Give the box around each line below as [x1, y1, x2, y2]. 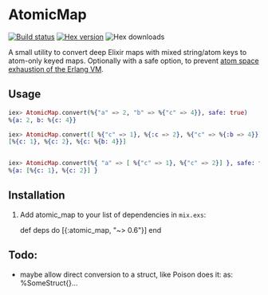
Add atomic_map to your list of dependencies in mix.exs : [19, 210, 207, 219]
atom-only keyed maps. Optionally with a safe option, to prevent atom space [8, 56, 259, 65]
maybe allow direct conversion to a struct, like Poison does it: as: [19, 269, 234, 279]
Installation [8, 189, 65, 203]
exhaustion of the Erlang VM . [8, 64, 104, 73]
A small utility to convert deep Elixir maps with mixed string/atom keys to [8, 47, 247, 57]
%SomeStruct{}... [19, 277, 78, 288]
